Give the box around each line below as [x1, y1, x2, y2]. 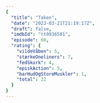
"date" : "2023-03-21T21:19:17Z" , [11, 20, 95, 26]
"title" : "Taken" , [11, 15, 58, 21]
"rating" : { [11, 43, 42, 49]
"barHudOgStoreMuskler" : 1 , [16, 71, 87, 77]
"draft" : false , [11, 25, 52, 32]
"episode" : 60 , [11, 37, 49, 43]
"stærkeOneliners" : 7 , [16, 54, 73, 60]
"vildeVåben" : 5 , [16, 48, 60, 55]
